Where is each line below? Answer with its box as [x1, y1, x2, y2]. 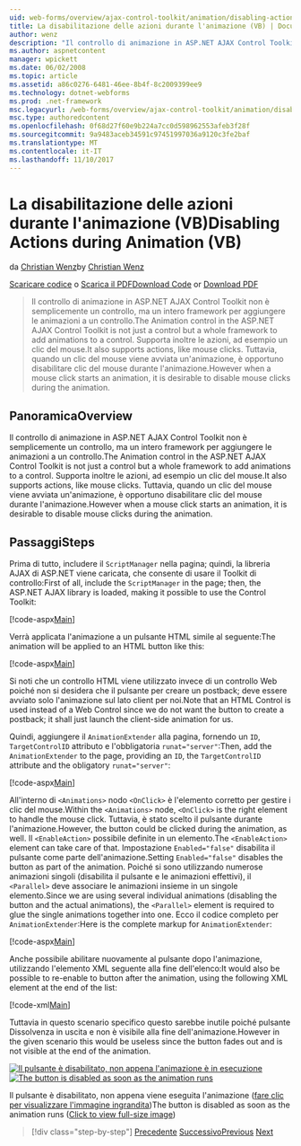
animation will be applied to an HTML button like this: [9, 641, 205, 652]
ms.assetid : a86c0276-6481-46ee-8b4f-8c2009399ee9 [9, 80, 202, 89]
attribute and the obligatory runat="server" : [9, 760, 171, 771]
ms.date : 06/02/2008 [9, 64, 87, 73]
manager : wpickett [9, 55, 78, 64]
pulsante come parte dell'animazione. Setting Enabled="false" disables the [9, 852, 284, 863]
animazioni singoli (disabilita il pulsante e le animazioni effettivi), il [9, 871, 252, 882]
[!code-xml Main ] [9, 1000, 71, 1010]
